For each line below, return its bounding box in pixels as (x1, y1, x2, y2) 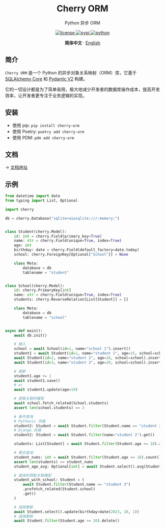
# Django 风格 (14, 428, 41, 433)
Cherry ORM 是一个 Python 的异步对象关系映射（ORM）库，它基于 (5, 69, 137, 75)
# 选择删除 (14, 514, 33, 519)
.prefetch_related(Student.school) (23, 487, 96, 492)
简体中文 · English (64, 40, 101, 46)
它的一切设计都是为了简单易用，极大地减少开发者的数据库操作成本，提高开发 (5, 86, 160, 92)
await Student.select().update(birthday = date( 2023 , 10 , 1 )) (14, 509, 139, 514)
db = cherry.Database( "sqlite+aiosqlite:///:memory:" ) (5, 216, 120, 221)
